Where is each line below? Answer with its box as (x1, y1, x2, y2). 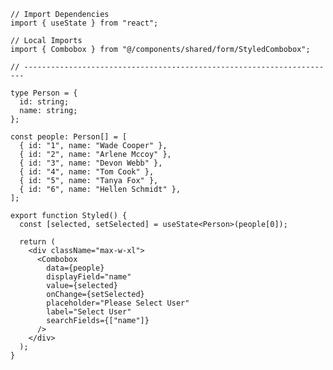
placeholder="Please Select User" (46, 298, 190, 308)
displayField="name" (46, 272, 132, 282)
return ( (19, 237, 56, 247)
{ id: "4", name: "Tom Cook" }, (19, 167, 155, 177)
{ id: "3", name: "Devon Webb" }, (19, 158, 163, 168)
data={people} (46, 263, 105, 273)
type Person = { (10, 88, 78, 98)
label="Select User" (46, 307, 132, 317)
